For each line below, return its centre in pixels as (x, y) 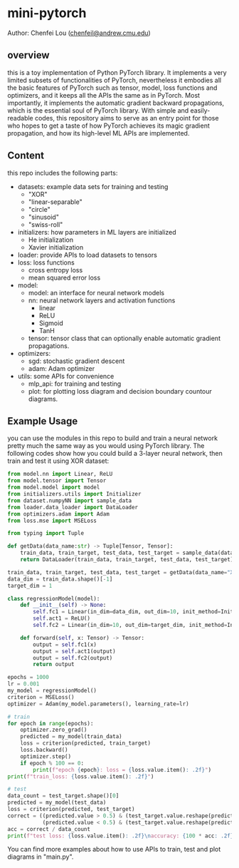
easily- (200, 110)
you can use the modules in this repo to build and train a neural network (113, 438)
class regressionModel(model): (54, 598)
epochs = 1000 (28, 678)
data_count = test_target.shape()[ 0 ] (63, 796)
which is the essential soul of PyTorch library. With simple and (98, 110)
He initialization (51, 240)
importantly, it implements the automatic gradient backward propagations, (116, 103)
